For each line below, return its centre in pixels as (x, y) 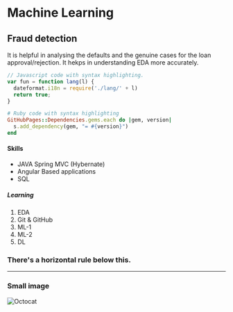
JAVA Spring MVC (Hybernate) (61, 164)
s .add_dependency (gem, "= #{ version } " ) (71, 126)
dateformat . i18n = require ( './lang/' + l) (76, 88)
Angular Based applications (56, 172)
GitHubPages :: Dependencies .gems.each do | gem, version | (89, 120)
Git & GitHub (35, 220)
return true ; (32, 95)
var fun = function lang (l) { (51, 81)
